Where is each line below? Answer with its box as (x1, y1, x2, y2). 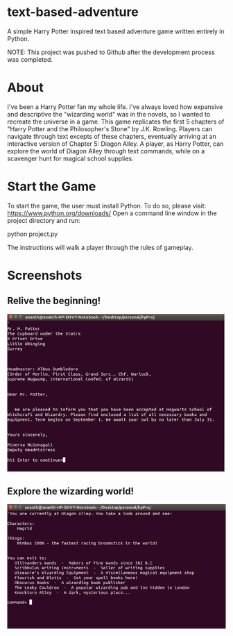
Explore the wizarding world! (7, 485, 134, 497)
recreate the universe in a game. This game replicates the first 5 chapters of (7, 117, 225, 126)
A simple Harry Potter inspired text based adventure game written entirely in (7, 27, 225, 35)
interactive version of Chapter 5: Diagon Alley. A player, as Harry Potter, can (7, 140, 224, 148)
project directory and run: (7, 216, 80, 224)
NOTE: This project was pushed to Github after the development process (7, 48, 215, 56)
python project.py (7, 230, 58, 238)
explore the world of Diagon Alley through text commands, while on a (7, 147, 205, 155)
